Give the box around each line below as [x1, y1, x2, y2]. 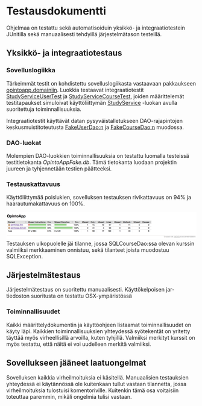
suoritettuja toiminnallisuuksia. [6, 105, 81, 113]
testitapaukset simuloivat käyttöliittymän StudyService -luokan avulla [6, 99, 178, 106]
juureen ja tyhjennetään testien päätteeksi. [6, 164, 112, 172]
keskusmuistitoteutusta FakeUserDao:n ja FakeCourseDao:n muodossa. [6, 123, 184, 131]
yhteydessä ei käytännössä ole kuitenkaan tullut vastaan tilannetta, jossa [6, 380, 187, 387]
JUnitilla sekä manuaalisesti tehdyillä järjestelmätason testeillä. [6, 30, 162, 37]
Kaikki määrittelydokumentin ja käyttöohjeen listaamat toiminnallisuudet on [6, 321, 192, 328]
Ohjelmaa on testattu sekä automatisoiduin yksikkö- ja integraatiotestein [6, 24, 185, 31]
